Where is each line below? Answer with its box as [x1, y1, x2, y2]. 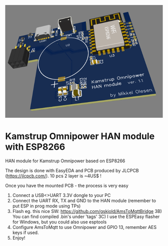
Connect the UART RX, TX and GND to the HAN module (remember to [12, 198, 156, 204]
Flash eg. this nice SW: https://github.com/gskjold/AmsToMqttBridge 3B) [12, 208, 162, 214]
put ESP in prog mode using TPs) [12, 203, 81, 209]
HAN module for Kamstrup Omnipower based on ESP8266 [5, 158, 125, 164]
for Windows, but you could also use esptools [12, 219, 107, 225]
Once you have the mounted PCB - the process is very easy [5, 183, 128, 189]
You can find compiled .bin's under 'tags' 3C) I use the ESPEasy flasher [12, 213, 160, 220]
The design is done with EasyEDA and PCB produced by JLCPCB [5, 168, 139, 174]
